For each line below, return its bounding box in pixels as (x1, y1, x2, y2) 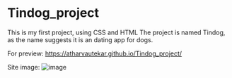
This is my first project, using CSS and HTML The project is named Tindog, (7, 28, 226, 37)
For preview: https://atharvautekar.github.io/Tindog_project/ (7, 49, 182, 58)
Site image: (7, 63, 40, 71)
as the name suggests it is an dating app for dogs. (7, 35, 153, 44)
